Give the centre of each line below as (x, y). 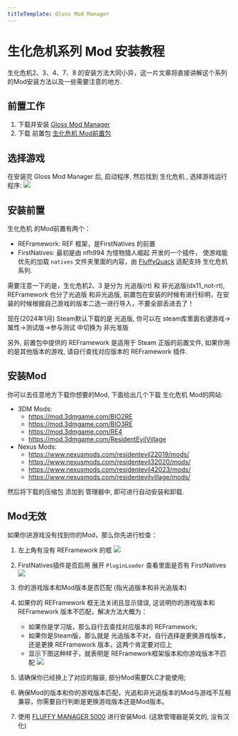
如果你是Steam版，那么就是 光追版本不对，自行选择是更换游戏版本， (129, 636)
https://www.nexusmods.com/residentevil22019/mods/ (109, 454)
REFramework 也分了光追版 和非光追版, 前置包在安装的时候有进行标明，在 (115, 294)
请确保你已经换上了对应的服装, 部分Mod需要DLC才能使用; (102, 677)
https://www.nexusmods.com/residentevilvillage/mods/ (109, 477)
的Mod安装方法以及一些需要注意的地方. (65, 81)
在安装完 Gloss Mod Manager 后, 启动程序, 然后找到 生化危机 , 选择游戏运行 (117, 177)
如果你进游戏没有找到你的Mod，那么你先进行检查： (82, 534)
